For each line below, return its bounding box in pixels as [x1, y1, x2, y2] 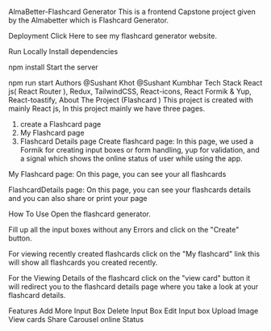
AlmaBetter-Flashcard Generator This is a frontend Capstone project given [8, 7, 256, 16]
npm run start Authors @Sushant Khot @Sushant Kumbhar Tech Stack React [8, 78, 263, 87]
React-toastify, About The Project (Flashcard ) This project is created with [8, 95, 254, 104]
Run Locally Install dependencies [8, 47, 119, 56]
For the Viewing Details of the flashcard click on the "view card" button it [8, 274, 251, 283]
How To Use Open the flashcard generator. [8, 209, 151, 219]
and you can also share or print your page [8, 194, 148, 203]
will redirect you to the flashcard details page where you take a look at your [8, 282, 259, 291]
